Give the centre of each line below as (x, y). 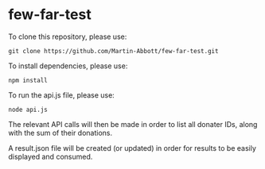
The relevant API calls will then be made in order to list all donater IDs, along (133, 124)
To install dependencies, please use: (68, 66)
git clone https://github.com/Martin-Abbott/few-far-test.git (113, 51)
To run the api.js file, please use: (62, 95)
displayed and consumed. (51, 156)
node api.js (28, 109)
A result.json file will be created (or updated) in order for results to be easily (132, 148)
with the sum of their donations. (60, 133)
